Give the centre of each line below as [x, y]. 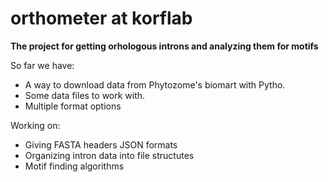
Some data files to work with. [85, 95]
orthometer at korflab [101, 18]
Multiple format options [73, 106]
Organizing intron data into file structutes [109, 155]
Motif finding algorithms [74, 166]
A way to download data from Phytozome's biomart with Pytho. [155, 84]
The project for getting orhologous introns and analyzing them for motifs [164, 46]
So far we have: [42, 65]
